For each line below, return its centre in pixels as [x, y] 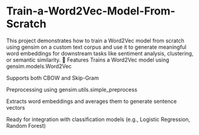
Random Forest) [26, 125]
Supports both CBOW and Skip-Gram [53, 78]
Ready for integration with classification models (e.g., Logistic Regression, [98, 119]
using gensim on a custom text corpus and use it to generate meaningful [96, 47]
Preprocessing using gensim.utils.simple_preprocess [72, 89]
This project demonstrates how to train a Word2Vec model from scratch [95, 40]
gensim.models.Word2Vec [39, 66]
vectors [16, 107]
